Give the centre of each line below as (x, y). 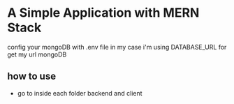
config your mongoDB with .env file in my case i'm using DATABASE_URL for (117, 47)
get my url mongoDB (37, 54)
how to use (32, 76)
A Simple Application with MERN (103, 13)
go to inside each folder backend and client (80, 93)
